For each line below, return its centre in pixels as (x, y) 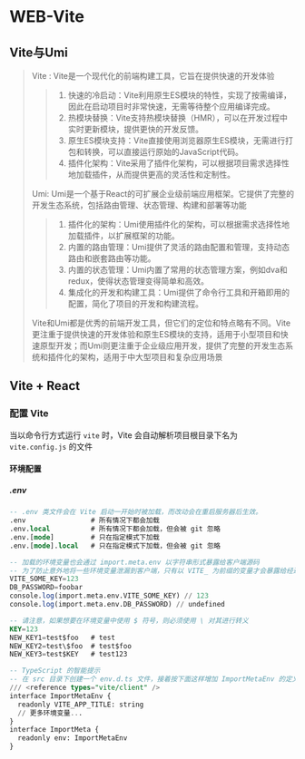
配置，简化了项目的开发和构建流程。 (136, 304)
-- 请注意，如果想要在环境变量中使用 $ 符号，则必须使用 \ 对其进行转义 (129, 620)
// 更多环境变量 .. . (50, 713)
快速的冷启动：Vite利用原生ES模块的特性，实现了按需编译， (180, 95)
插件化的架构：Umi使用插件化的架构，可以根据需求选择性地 (179, 224)
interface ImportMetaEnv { (60, 696)
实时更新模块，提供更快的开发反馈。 (136, 129)
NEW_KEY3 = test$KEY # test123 (69, 655)
